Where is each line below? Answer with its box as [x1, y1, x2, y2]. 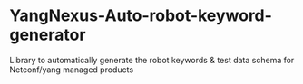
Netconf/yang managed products [9, 64, 134, 75]
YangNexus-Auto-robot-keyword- [9, 5, 272, 26]
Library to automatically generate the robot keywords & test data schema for [9, 54, 295, 65]
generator [9, 24, 86, 45]
